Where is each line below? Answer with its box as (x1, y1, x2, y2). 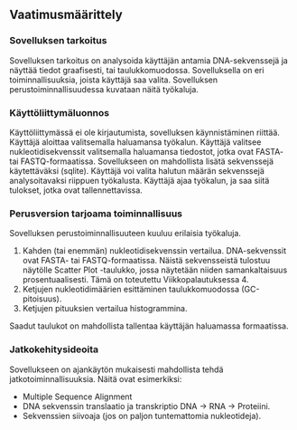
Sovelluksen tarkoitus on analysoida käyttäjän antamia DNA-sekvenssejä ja (9, 54, 289, 66)
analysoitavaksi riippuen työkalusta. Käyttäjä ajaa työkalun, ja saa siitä (9, 175, 270, 186)
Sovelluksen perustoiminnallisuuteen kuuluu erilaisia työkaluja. (9, 228, 242, 239)
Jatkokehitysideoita (9, 343, 99, 356)
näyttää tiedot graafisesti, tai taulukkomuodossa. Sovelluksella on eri (9, 64, 265, 75)
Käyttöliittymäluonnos (9, 106, 110, 119)
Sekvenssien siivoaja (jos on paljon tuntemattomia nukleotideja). (22, 410, 262, 421)
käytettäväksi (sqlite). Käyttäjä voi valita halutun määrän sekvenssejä (9, 165, 265, 176)
